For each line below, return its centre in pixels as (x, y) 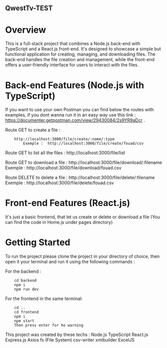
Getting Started (38, 243)
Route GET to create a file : (33, 130)
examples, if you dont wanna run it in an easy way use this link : (71, 115)
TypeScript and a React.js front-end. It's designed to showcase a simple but (83, 49)
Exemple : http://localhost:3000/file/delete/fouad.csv (60, 183)
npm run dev (26, 289)
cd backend (25, 281)
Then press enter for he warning (49, 325)
